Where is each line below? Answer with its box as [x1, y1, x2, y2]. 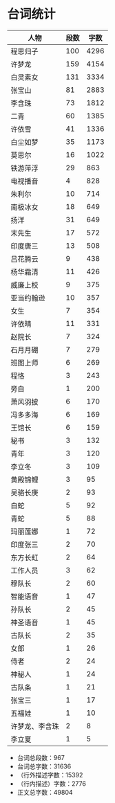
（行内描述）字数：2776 [17, 779, 86, 788]
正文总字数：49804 [17, 788, 74, 796]
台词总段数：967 [17, 753, 65, 761]
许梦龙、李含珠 [10, 721, 60, 731]
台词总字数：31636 [17, 762, 72, 770]
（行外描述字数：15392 [17, 770, 83, 779]
